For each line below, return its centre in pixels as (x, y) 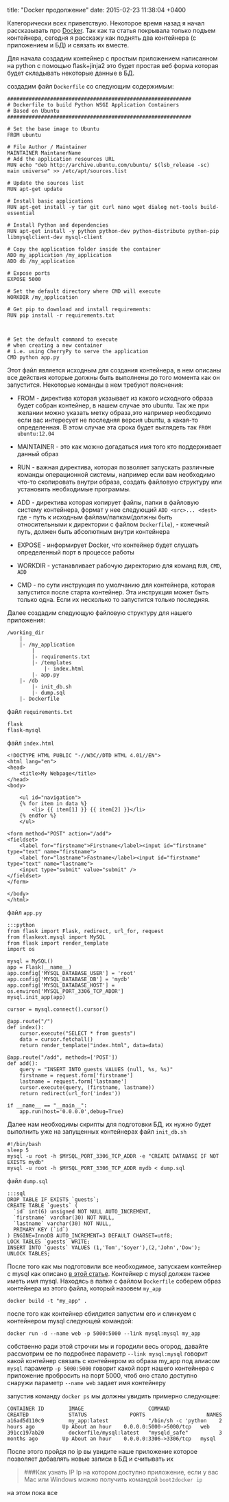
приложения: (26, 620)
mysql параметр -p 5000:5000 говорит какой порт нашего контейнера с (111, 1368)
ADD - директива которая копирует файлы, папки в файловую (108, 502)
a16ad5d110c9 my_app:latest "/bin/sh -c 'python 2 (115, 1421)
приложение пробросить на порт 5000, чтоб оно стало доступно (102, 1376)
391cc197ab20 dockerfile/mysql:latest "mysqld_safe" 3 (115, 1433)
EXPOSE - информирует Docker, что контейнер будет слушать (108, 545)
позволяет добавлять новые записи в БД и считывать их (90, 1459)
